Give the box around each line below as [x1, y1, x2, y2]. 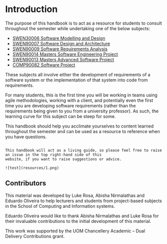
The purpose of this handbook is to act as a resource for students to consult [5, 20, 162, 26]
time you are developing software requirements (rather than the [5, 102, 136, 108]
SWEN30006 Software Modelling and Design [12, 35, 105, 41]
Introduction [5, 4, 58, 15]
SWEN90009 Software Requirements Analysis [12, 46, 107, 52]
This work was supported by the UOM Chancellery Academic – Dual [5, 227, 145, 234]
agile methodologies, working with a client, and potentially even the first [5, 97, 153, 103]
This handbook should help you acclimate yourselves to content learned [5, 123, 154, 129]
